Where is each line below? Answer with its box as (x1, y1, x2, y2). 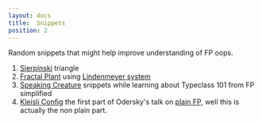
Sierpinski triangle (19, 63, 79, 73)
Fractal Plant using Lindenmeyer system (19, 72, 151, 82)
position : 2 (8, 26, 48, 34)
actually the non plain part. (19, 106, 107, 115)
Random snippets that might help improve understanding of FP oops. (8, 48, 233, 58)
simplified (19, 89, 52, 98)
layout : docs (8, 11, 52, 20)
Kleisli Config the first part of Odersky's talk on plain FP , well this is (19, 97, 240, 107)
